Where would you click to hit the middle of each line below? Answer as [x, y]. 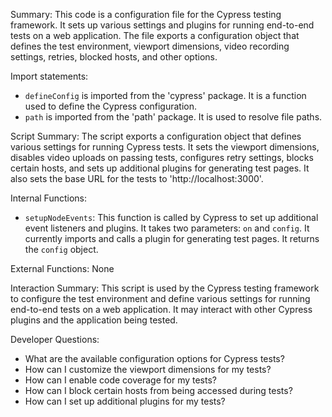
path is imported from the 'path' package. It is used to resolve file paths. [173, 117]
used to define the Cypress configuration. [111, 106]
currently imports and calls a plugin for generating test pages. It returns [172, 238]
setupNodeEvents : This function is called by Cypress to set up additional [171, 217]
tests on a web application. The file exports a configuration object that [155, 35]
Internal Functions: [48, 198]
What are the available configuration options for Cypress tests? [154, 358]
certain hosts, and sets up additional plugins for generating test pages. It [160, 168]
